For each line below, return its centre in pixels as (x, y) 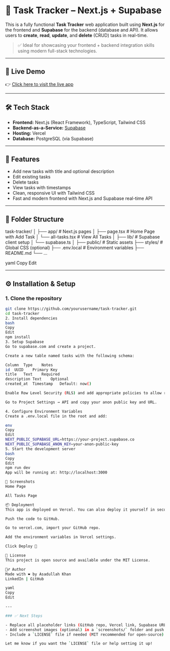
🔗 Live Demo (25, 71)
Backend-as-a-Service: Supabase (49, 128)
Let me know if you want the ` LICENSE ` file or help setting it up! (79, 644)
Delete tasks (26, 182)
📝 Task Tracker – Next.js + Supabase (83, 10)
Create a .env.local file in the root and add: (56, 416)
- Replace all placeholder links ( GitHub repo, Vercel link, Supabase (81, 625)
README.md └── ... (26, 253)
